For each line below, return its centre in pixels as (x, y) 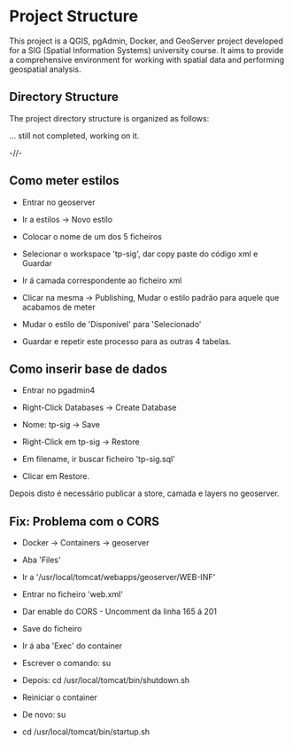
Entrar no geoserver (58, 202)
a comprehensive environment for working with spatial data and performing (147, 59)
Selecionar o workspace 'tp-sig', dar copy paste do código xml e (140, 254)
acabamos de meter (58, 307)
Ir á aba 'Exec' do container (72, 646)
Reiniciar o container (59, 697)
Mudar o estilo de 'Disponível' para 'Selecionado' (112, 324)
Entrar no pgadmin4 (58, 390)
